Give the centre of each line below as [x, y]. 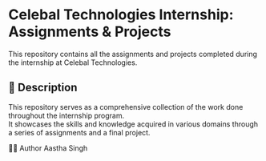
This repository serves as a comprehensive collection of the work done [126, 107]
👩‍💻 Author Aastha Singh [48, 148]
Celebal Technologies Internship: [121, 15]
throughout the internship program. [66, 115]
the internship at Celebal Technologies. [73, 62]
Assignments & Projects [90, 32]
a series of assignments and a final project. [79, 132]
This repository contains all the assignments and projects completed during [133, 54]
